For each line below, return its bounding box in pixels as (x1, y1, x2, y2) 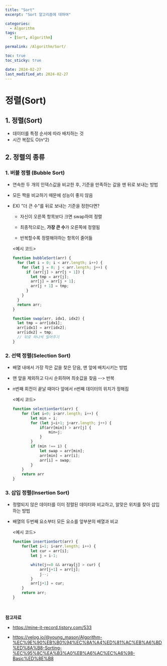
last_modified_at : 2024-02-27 (5, 71, 69, 77)
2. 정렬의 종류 (5, 153, 45, 161)
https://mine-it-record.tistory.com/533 (12, 624, 92, 630)
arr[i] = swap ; (39, 458, 71, 463)
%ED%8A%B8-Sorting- (12, 644, 62, 650)
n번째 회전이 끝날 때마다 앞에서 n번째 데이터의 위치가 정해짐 (12, 386, 129, 392)
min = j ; (48, 430, 63, 435)
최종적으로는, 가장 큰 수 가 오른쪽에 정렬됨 (20, 224, 100, 230)
